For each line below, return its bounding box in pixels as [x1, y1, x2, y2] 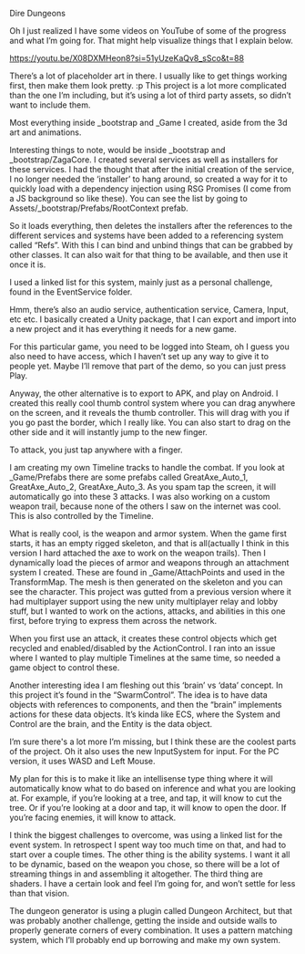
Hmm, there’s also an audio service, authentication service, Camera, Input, [9, 305, 290, 315]
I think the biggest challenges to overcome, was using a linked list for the [9, 830, 283, 840]
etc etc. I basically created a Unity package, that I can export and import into [9, 314, 297, 325]
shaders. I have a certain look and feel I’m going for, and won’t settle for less [9, 878, 296, 888]
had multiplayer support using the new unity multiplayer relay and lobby [9, 596, 279, 607]
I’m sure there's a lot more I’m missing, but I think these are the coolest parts [9, 736, 297, 747]
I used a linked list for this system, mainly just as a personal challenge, [9, 277, 273, 287]
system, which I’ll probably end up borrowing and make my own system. [9, 935, 280, 945]
